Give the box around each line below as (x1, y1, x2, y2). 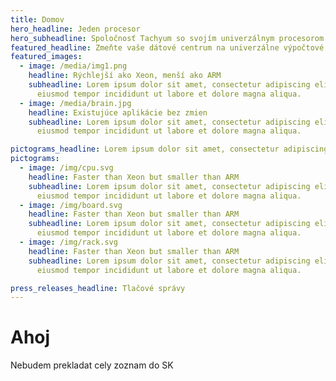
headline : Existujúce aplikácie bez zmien (28, 107, 208, 118)
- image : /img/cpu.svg (19, 163, 114, 173)
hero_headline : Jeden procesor (10, 24, 141, 34)
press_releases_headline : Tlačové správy (10, 283, 186, 293)
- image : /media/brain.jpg (19, 98, 132, 108)
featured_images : (10, 52, 83, 62)
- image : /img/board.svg (19, 200, 123, 210)
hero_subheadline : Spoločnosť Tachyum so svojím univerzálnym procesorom (10, 33, 325, 43)
